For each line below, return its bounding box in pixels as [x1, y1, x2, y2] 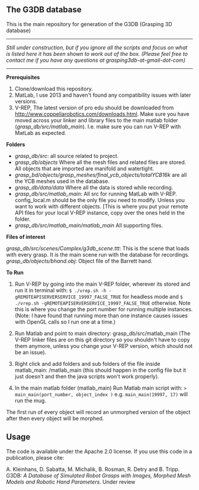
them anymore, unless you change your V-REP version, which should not [14, 342, 193, 349]
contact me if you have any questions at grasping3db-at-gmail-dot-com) [6, 56, 185, 64]
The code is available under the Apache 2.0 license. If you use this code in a [6, 448, 192, 455]
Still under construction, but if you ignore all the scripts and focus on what [6, 44, 188, 51]
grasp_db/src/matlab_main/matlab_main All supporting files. [14, 222, 163, 229]
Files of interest [6, 233, 46, 240]
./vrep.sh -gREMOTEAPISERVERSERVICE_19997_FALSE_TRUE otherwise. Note [14, 299, 191, 306]
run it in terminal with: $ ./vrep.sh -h [14, 286, 107, 293]
